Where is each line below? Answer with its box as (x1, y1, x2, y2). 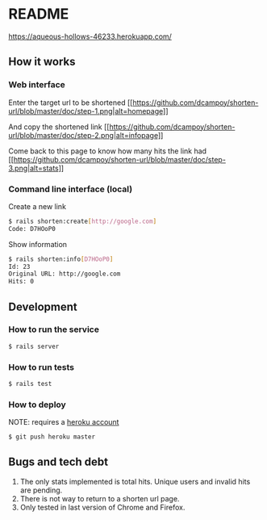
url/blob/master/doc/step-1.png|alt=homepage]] (8, 106, 169, 115)
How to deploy (8, 399, 66, 410)
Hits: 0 (8, 278, 35, 286)
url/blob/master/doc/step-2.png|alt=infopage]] (8, 130, 164, 140)
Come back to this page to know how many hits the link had (8, 146, 207, 156)
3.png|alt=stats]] (8, 163, 65, 173)
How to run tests (8, 361, 75, 372)
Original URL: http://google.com (8, 270, 121, 279)
